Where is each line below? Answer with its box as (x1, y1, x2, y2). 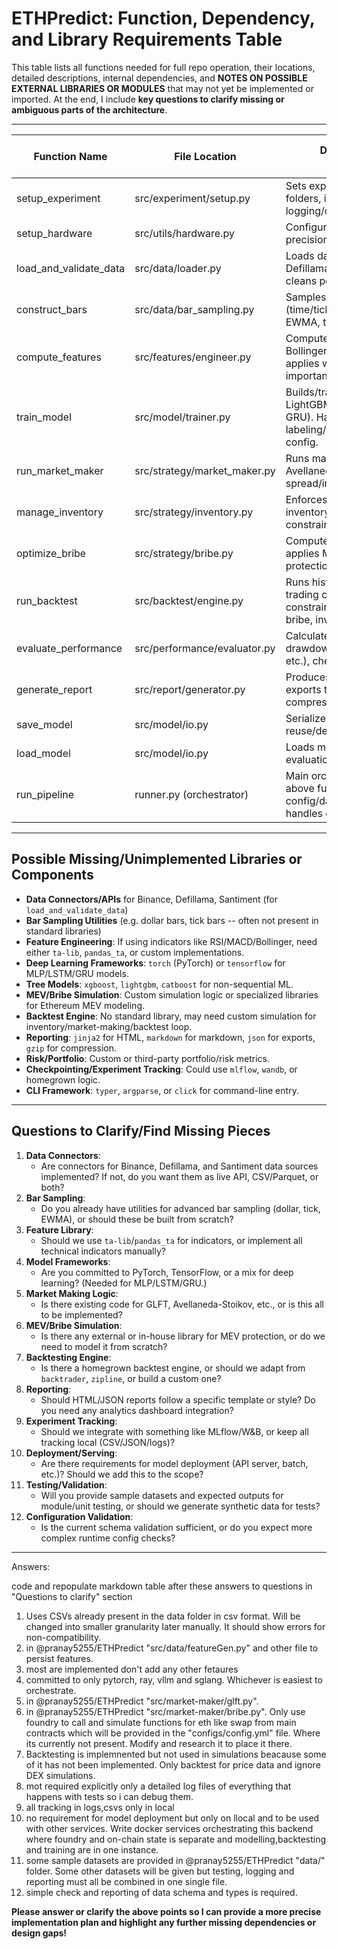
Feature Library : (25, 1223, 94, 1236)
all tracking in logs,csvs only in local (25, 1801, 175, 1813)
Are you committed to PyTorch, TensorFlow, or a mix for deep (40, 1266, 294, 1278)
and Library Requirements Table (11, 28, 283, 51)
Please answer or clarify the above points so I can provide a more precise (11, 1905, 322, 1917)
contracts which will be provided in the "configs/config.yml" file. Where (25, 1727, 321, 1739)
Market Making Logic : (25, 1287, 119, 1299)
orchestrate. (25, 1684, 77, 1696)
